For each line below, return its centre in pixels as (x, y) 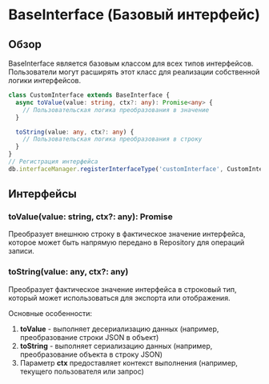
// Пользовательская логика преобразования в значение (116, 110)
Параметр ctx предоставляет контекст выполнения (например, (129, 362)
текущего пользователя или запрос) (82, 371)
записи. (21, 251)
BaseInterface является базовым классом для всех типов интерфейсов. (131, 63)
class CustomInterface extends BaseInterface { (89, 95)
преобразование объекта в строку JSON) (91, 354)
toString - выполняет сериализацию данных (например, (116, 346)
